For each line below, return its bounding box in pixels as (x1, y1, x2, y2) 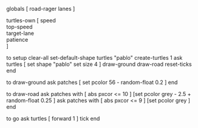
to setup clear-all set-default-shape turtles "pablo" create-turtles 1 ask (6, 54, 183, 61)
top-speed (6, 24, 33, 30)
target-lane (6, 30, 35, 37)
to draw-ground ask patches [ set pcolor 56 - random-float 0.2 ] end (6, 78, 178, 86)
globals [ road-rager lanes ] (6, 5, 75, 12)
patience (6, 36, 29, 43)
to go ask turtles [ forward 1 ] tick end (6, 115, 100, 122)
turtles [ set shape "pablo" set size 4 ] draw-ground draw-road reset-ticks (6, 60, 193, 68)
